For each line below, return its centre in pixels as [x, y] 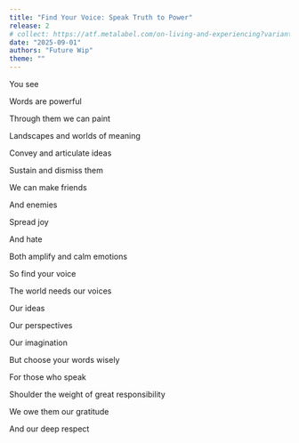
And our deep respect [49, 429]
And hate [26, 239]
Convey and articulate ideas [61, 153]
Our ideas [27, 308]
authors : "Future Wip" [51, 51]
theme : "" [28, 59]
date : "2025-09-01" [45, 42]
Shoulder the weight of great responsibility [88, 394]
